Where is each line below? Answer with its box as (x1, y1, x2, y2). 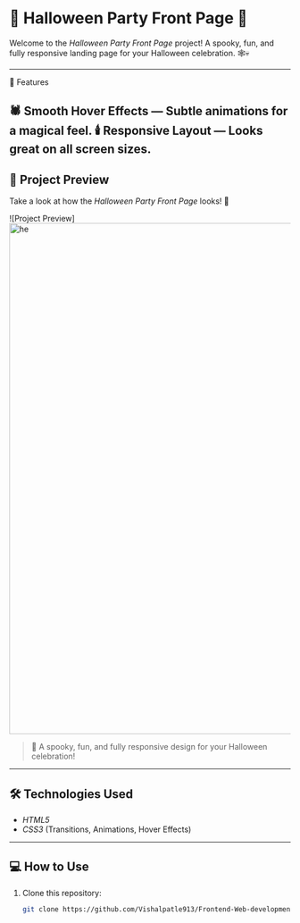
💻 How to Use (9, 860, 89, 875)
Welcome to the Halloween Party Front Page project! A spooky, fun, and (9, 38, 275, 48)
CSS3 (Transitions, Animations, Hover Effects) (21, 824, 192, 835)
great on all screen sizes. (9, 142, 152, 157)
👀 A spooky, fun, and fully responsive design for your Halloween (30, 742, 268, 752)
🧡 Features (9, 76, 49, 88)
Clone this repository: (21, 887, 102, 898)
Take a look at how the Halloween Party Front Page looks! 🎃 (9, 196, 229, 206)
